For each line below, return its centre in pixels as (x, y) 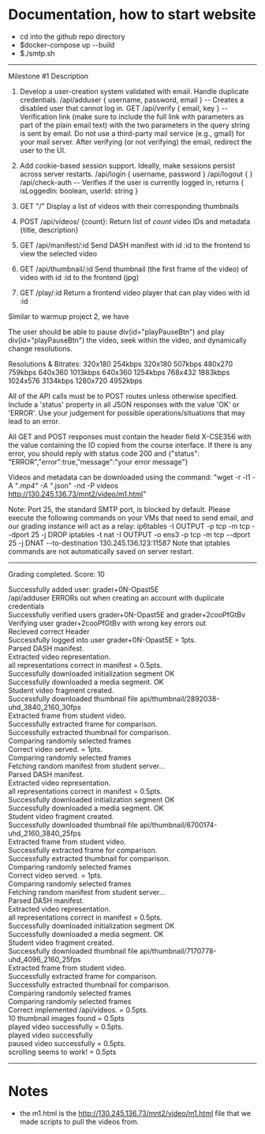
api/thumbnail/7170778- (178, 950)
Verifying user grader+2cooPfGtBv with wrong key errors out (107, 623)
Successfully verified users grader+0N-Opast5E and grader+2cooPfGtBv (127, 614)
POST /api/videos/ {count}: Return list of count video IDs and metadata (135, 221)
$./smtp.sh (37, 53)
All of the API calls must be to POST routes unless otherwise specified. (123, 396)
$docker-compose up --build (67, 44)
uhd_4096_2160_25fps (45, 959)
